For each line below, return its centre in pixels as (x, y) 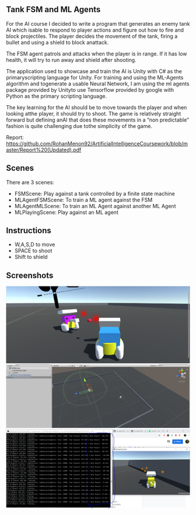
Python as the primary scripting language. (56, 96)
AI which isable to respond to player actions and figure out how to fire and (95, 30)
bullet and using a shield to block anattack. (57, 42)
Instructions (29, 231)
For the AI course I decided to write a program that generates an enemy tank (98, 23)
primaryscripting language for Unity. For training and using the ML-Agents (95, 77)
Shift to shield (31, 257)
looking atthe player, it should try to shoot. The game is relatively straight (94, 113)
